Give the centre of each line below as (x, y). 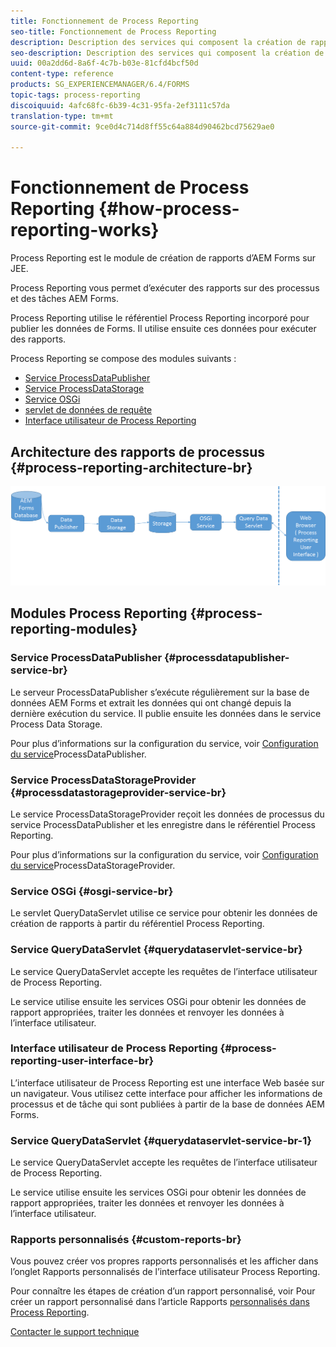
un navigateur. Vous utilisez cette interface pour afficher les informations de (166, 1093)
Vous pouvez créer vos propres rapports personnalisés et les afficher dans (164, 1261)
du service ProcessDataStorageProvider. (93, 865)
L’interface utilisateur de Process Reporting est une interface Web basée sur (167, 1082)
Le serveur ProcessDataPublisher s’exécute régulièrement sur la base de (160, 692)
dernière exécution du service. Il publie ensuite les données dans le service (166, 713)
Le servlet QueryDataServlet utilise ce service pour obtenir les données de (164, 913)
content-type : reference (62, 74)
